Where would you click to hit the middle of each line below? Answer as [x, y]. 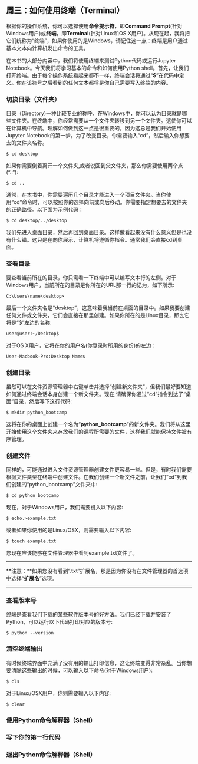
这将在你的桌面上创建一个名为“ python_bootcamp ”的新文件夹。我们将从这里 [98, 424]
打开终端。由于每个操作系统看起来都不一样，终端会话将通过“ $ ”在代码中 [93, 75]
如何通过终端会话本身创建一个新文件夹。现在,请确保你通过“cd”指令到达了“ [96, 394]
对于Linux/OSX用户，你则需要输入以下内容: [58, 693]
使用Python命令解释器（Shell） [51, 720]
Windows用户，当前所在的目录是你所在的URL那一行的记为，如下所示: [90, 285]
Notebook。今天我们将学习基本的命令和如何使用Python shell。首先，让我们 [98, 68]
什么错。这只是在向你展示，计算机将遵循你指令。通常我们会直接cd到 [94, 240]
